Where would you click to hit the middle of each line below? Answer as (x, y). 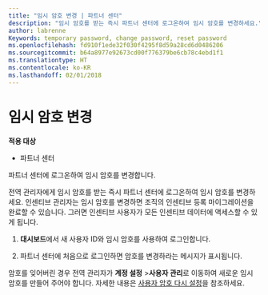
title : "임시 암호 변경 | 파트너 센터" (65, 16)
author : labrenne (37, 30)
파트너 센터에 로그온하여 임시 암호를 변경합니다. (82, 175)
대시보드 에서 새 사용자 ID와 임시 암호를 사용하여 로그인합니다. (115, 239)
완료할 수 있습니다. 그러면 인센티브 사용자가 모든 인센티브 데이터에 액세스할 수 (129, 212)
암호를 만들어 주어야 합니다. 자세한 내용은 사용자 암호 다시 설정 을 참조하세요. (127, 283)
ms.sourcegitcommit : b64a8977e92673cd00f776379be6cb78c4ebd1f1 (116, 53)
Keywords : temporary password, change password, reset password (118, 38)
